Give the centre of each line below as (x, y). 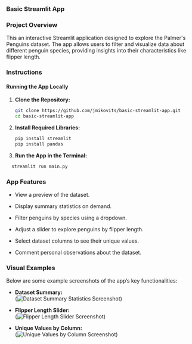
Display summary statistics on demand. (63, 206)
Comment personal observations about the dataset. (78, 253)
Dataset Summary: (38, 292)
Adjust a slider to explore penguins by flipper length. (79, 230)
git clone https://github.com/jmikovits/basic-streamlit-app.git (97, 111)
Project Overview (32, 24)
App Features (26, 182)
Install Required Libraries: (47, 128)
